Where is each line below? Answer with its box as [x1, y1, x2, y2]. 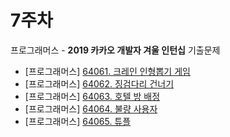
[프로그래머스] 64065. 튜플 [24, 115, 132, 127]
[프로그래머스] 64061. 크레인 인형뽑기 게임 [24, 65, 191, 77]
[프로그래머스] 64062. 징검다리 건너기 [24, 77, 175, 90]
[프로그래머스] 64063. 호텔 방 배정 [24, 90, 161, 102]
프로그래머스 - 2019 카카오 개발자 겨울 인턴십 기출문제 [10, 44, 221, 56]
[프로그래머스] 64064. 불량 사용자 [24, 102, 158, 115]
